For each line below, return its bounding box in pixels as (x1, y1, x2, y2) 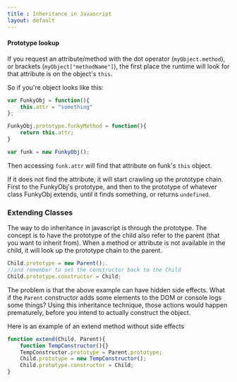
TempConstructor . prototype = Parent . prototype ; (20, 349, 162, 356)
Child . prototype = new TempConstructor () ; (20, 355, 147, 362)
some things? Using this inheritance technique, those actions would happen (7, 301, 228, 309)
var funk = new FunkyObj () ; (7, 148, 90, 155)
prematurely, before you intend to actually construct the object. (7, 308, 191, 316)
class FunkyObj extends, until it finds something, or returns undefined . (7, 190, 211, 198)
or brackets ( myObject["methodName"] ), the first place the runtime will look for (7, 61, 230, 71)
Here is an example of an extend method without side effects (7, 322, 185, 330)
